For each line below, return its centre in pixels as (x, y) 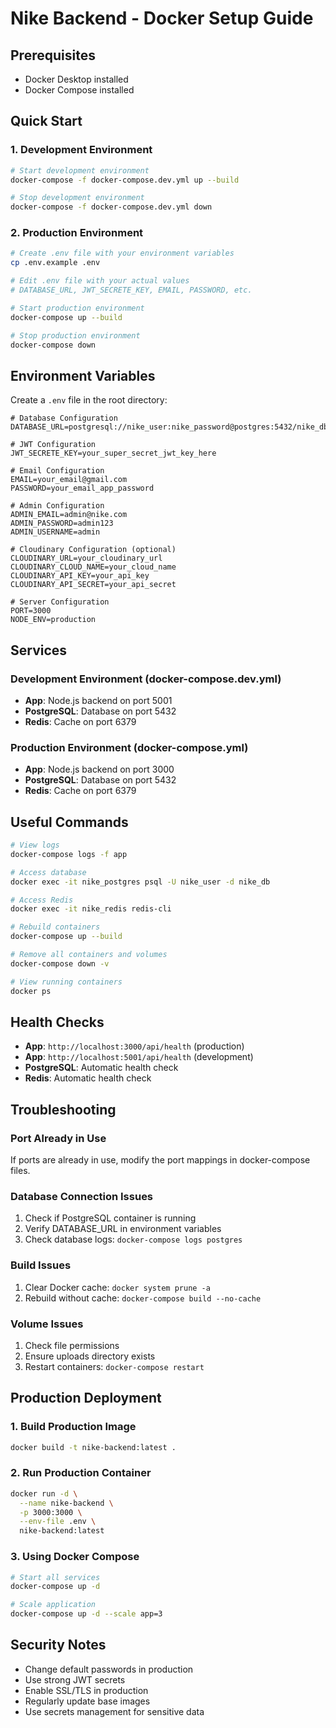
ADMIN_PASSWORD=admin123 (62, 523)
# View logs (35, 845)
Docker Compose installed (79, 90)
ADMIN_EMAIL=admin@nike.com (69, 515)
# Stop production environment (75, 335)
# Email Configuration (57, 471)
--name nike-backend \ (66, 1503)
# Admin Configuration (57, 506)
